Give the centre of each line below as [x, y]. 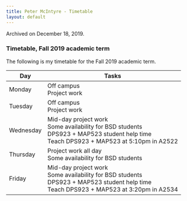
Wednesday [25, 130]
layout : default [26, 17]
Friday [18, 178]
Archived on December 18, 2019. [45, 33]
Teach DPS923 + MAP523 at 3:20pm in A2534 [113, 189]
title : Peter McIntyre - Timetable [50, 11]
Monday [21, 89]
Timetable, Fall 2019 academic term [58, 48]
